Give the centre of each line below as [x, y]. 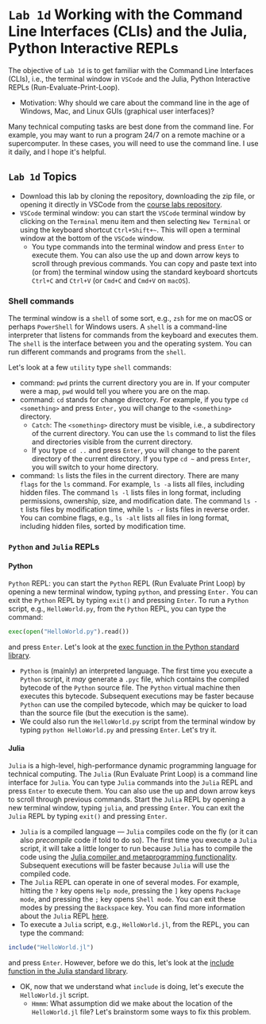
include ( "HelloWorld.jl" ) [51, 948]
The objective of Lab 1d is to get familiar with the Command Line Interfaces [131, 70]
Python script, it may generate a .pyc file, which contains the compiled [134, 679]
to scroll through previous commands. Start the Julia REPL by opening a [127, 799]
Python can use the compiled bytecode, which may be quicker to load [133, 705]
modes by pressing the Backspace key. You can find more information [132, 908]
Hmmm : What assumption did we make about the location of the [132, 1003]
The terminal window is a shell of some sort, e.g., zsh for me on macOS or [130, 319]
